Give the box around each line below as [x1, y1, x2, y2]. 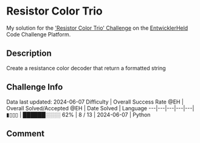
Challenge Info [6, 82, 63, 92]
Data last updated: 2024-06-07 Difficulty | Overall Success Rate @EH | [6, 98, 184, 105]
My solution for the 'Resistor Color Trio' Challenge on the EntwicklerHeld [6, 24, 188, 32]
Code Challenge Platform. [6, 30, 71, 38]
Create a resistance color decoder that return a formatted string [6, 64, 166, 71]
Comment [6, 128, 45, 139]
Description [6, 48, 52, 59]
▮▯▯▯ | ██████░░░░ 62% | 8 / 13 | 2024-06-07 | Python [6, 111, 151, 118]
